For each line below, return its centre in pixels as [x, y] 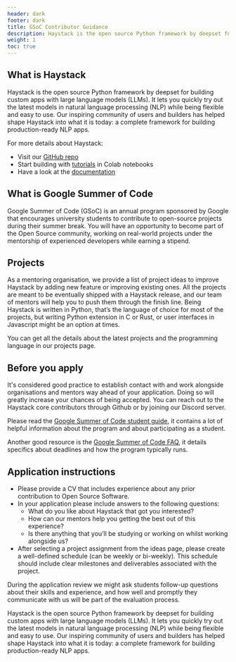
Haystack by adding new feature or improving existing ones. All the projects [117, 287]
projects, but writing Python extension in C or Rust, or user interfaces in [111, 317]
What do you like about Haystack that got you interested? [111, 511]
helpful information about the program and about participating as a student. [117, 429]
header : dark [26, 14]
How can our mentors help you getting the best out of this [112, 519]
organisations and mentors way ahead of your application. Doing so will [111, 392]
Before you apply [46, 368]
